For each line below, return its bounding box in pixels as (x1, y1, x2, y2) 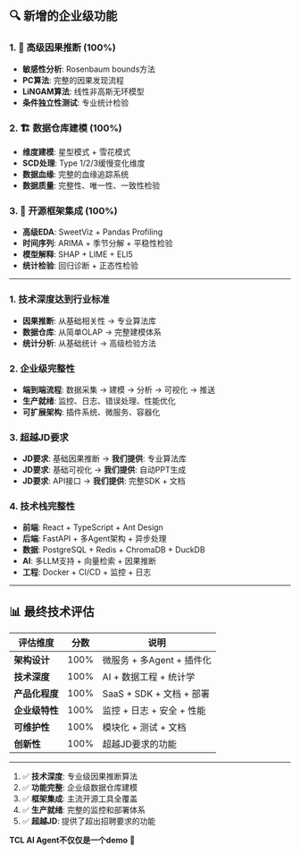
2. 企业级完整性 (9, 362, 76, 374)
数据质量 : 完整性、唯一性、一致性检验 (21, 180, 161, 191)
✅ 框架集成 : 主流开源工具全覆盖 (21, 793, 138, 804)
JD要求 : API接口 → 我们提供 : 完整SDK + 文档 (21, 475, 186, 486)
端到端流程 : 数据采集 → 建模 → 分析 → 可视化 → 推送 (21, 384, 216, 395)
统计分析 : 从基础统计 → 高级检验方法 (21, 337, 156, 348)
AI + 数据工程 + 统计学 (102, 670, 196, 683)
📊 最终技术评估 (9, 603, 96, 619)
